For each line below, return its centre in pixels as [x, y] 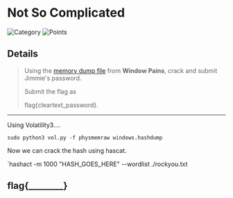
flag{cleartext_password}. [61, 105]
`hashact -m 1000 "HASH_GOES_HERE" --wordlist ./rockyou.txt [97, 164]
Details [23, 54]
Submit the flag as [50, 91]
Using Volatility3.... [34, 125]
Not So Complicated [66, 13]
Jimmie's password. [53, 78]
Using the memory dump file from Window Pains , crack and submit [121, 70]
